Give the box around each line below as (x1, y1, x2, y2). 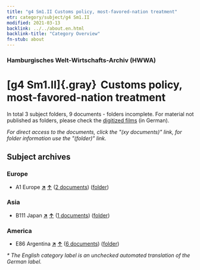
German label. (7, 258, 42, 265)
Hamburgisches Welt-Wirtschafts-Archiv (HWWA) (7, 56, 157, 64)
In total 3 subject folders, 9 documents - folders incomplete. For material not (7, 110, 194, 117)
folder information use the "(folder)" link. (7, 135, 107, 142)
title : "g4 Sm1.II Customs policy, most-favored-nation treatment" (7, 8, 178, 15)
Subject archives (7, 152, 71, 162)
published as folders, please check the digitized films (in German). (7, 117, 170, 124)
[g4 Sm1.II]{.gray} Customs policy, (7, 78, 183, 92)
